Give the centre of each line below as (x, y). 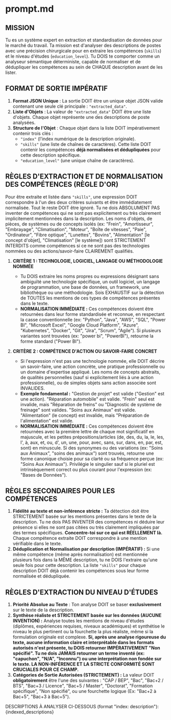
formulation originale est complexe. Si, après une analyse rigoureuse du (89, 637)
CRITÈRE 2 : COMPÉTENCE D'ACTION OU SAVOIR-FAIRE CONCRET (85, 351)
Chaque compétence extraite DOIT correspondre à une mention (80, 538)
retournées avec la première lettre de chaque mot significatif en (87, 431)
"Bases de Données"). (44, 475)
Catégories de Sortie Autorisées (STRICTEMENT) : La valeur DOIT (83, 675)
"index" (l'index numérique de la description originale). (78, 139)
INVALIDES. (32, 388)
